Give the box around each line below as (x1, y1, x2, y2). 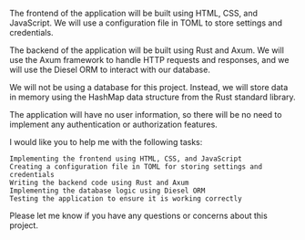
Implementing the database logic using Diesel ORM (9, 186, 206, 195)
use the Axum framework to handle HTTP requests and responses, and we (9, 55, 290, 65)
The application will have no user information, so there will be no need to (9, 110, 282, 120)
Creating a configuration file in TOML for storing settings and (9, 162, 262, 172)
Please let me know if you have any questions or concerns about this (9, 210, 269, 221)
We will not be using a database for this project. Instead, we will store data (9, 82, 289, 92)
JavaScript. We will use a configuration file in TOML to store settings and (9, 17, 282, 28)
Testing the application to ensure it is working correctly (9, 194, 243, 203)
